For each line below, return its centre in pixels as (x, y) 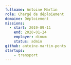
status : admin (28, 42)
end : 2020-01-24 (30, 32)
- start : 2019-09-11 (30, 28)
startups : (15, 50)
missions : (15, 23)
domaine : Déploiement (27, 19)
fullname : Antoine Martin (31, 10)
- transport (26, 55)
